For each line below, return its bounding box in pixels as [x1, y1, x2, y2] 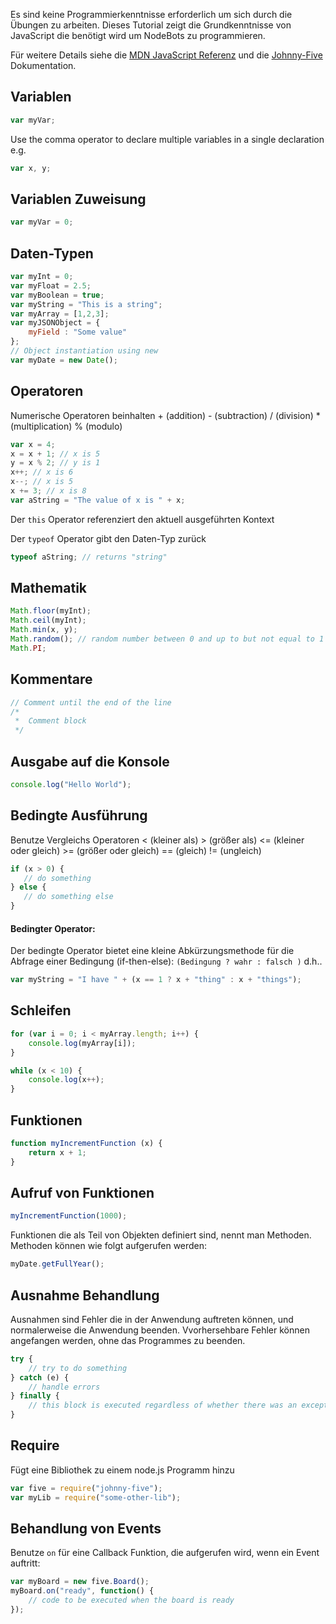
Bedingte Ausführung [10, 807, 148, 824]
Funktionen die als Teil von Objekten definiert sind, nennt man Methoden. [10, 1229, 312, 1241]
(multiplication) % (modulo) [10, 420, 123, 432]
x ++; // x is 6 [10, 467, 74, 478]
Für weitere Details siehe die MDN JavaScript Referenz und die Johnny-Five [10, 49, 323, 61]
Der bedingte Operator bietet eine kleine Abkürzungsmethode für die [10, 945, 295, 957]
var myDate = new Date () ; [10, 355, 118, 365]
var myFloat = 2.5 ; [10, 280, 92, 291]
